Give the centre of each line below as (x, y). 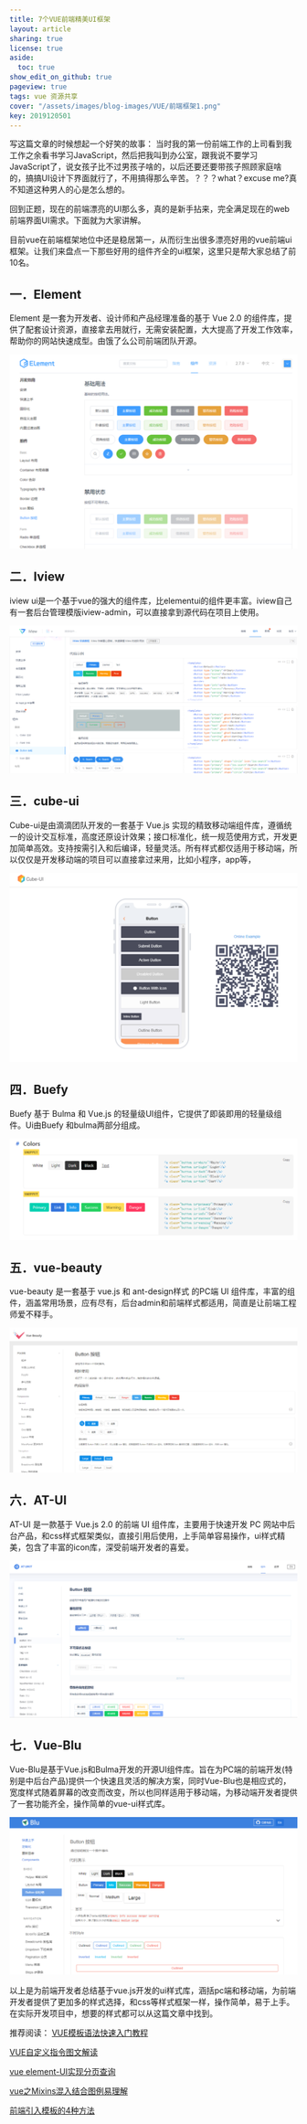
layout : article (40, 29)
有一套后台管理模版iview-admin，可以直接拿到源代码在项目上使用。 (137, 611)
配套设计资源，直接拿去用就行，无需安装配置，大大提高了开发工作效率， (161, 330)
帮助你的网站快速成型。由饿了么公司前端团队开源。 (106, 341)
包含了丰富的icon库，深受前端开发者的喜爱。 (110, 1547)
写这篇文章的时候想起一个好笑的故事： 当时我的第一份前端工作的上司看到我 (151, 144)
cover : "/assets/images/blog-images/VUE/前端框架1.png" (115, 106)
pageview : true (38, 87)
